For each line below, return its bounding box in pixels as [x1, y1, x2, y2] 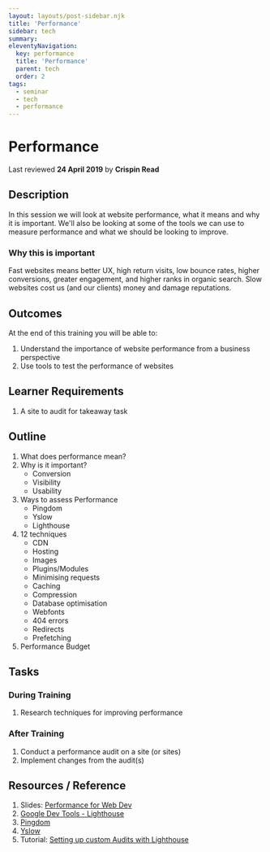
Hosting [32, 546, 59, 556]
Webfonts [32, 606, 65, 616]
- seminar [15, 87, 49, 96]
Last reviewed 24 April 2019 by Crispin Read [8, 164, 160, 175]
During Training [8, 689, 71, 700]
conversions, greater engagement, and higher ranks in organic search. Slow [8, 274, 262, 285]
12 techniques [19, 529, 67, 539]
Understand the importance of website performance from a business [19, 343, 251, 354]
